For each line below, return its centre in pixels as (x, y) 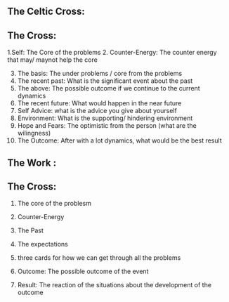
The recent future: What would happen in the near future (99, 103)
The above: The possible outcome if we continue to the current (109, 88)
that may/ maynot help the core (53, 60)
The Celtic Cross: (46, 12)
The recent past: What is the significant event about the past (105, 81)
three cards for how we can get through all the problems (99, 258)
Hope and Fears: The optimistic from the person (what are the (107, 126)
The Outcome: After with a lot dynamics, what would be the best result (120, 140)
